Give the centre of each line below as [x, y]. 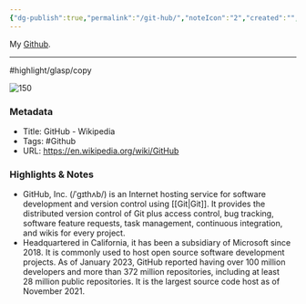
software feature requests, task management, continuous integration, [153, 224]
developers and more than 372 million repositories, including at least [151, 272]
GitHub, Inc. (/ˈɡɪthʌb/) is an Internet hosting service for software [144, 194]
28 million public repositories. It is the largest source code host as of [151, 282]
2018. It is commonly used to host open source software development [153, 253]
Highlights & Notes [51, 174]
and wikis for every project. [74, 233]
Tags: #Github [49, 141]
